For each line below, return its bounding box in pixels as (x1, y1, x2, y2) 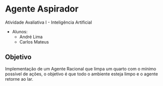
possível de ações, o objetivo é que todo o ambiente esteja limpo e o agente (5, 71, 158, 77)
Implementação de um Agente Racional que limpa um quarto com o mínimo (5, 66, 156, 72)
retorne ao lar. (5, 76, 33, 82)
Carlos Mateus (19, 39, 49, 44)
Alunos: (12, 29, 28, 34)
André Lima (19, 34, 43, 40)
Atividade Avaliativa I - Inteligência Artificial (5, 19, 92, 25)
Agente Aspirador (5, 3, 79, 14)
